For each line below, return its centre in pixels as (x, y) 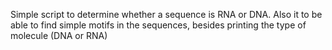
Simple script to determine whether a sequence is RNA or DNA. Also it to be (166, 14)
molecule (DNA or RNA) (59, 35)
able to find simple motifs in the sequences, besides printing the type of (158, 25)
